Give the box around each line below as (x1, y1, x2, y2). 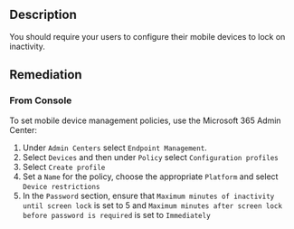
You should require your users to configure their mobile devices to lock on (9, 31, 286, 42)
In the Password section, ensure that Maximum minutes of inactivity (22, 190, 275, 201)
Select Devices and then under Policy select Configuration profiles (22, 151, 279, 162)
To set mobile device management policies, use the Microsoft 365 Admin (9, 115, 282, 126)
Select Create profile (22, 161, 106, 172)
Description (9, 7, 77, 23)
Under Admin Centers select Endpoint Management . (22, 142, 208, 153)
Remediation (9, 67, 83, 82)
